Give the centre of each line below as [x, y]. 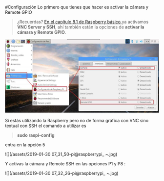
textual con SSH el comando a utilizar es [46, 126]
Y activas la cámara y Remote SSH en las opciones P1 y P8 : [65, 163]
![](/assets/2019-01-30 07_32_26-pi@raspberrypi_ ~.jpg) [62, 173]
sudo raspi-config [36, 135]
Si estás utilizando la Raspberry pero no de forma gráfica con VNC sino [77, 120]
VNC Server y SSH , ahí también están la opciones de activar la [81, 27]
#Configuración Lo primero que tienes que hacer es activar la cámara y [77, 7]
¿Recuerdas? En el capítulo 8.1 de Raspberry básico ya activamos [83, 22]
